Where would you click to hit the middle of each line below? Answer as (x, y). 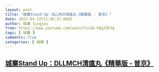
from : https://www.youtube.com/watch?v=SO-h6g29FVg (60, 28)
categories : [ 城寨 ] (27, 42)
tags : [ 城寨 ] (20, 33)
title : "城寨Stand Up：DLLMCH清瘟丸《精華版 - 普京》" (58, 14)
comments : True (21, 38)
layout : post (19, 10)
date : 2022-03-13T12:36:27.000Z (39, 19)
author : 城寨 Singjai (27, 24)
